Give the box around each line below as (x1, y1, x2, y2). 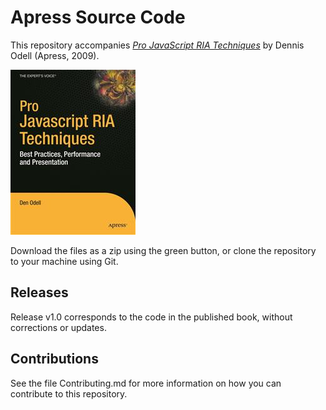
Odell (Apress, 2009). (10, 49, 100, 61)
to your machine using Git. (10, 255, 119, 267)
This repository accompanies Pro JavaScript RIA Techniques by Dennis (10, 39, 305, 51)
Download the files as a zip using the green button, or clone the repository (10, 244, 317, 256)
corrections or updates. (10, 321, 107, 333)
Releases (10, 284, 69, 301)
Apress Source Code (10, 6, 186, 29)
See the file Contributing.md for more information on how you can (10, 377, 282, 389)
